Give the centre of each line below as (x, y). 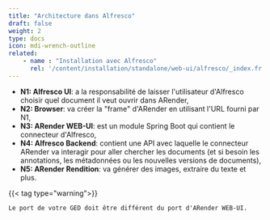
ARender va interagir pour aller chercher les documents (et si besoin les (140, 151)
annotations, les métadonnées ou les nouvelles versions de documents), (140, 160)
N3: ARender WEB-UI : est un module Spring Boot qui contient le (127, 125)
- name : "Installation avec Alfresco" (90, 61)
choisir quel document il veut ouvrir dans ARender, (104, 100)
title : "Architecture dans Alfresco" (72, 16)
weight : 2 (25, 31)
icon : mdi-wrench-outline (52, 46)
